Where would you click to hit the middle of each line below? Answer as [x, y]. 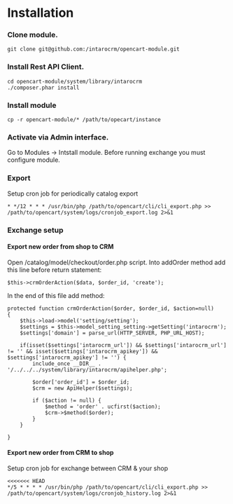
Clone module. [33, 35]
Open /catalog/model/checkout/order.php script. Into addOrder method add [116, 262]
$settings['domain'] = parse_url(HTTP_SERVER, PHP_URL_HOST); [112, 333]
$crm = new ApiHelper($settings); [83, 388]
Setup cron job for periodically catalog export [73, 193]
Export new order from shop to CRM [61, 247]
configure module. [34, 160]
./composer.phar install [43, 88]
